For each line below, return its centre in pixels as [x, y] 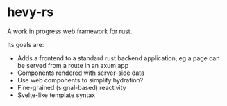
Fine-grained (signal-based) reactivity [72, 87]
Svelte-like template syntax [56, 95]
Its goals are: [26, 44]
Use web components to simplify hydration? [80, 80]
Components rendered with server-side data [81, 73]
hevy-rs [31, 12]
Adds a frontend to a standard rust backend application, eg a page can [118, 58]
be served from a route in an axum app [73, 65]
